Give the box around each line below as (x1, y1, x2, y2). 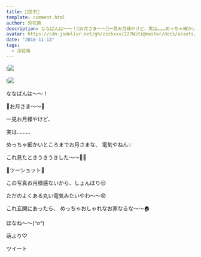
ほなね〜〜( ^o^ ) (6, 219, 45, 226)
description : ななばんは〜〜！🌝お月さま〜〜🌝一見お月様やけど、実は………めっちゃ (6, 25, 184, 32)
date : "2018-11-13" (6, 37, 55, 43)
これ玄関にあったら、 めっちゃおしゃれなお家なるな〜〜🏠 (6, 205, 150, 212)
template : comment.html (6, 14, 66, 20)
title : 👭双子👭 (6, 8, 40, 15)
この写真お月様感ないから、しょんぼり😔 (6, 179, 106, 186)
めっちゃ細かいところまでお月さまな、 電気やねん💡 (6, 141, 132, 148)
